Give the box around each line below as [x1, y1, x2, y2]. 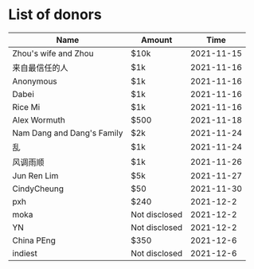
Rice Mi [12, 101, 41, 112]
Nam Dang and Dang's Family [12, 127, 123, 138]
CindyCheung [12, 183, 64, 194]
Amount [140, 34, 173, 45]
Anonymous [12, 76, 57, 87]
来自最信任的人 [12, 62, 69, 73]
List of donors [8, 6, 102, 24]
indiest [12, 248, 38, 259]
